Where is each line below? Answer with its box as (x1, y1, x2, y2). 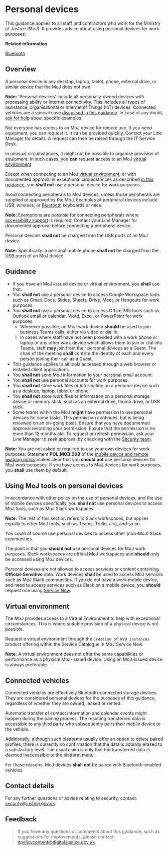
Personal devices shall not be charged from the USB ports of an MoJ (5, 232, 148, 238)
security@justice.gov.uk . (5, 800, 57, 806)
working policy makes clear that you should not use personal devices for (5, 456, 156, 462)
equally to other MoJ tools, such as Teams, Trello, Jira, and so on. (5, 521, 141, 527)
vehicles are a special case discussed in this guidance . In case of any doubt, (5, 109, 163, 115)
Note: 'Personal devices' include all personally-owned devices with (5, 93, 144, 99)
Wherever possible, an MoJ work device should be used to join (20, 323, 151, 329)
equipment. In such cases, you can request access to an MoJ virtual (5, 156, 146, 162)
